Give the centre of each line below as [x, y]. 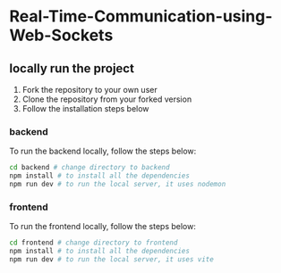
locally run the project [72, 68]
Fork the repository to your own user [90, 90]
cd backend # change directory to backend [89, 168]
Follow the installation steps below [85, 108]
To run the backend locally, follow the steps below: [103, 151]
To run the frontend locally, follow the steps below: [103, 227]
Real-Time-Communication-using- [141, 17]
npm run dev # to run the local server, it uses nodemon [118, 185]
